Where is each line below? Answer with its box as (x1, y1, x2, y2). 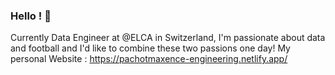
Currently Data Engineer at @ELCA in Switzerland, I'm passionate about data (10, 32, 326, 44)
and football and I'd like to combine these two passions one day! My (10, 42, 291, 54)
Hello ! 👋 (10, 9, 52, 23)
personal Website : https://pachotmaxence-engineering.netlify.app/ (10, 53, 288, 65)
